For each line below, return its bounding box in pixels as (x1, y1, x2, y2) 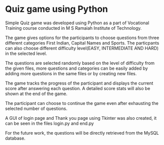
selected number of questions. (5, 105, 68, 111)
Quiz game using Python (5, 3, 108, 15)
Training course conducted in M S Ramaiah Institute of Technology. (5, 25, 142, 31)
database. (5, 135, 26, 141)
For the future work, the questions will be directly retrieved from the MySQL (5, 130, 159, 136)
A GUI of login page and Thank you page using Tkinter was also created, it (5, 115, 157, 121)
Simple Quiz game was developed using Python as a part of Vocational (5, 20, 150, 26)
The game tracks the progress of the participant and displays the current (5, 80, 154, 86)
